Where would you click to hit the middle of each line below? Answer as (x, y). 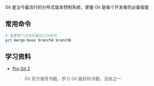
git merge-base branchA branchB (38, 40)
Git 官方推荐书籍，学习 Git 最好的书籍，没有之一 (73, 79)
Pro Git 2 (21, 69)
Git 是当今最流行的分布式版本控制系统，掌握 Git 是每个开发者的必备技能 (77, 7)
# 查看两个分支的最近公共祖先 (31, 36)
